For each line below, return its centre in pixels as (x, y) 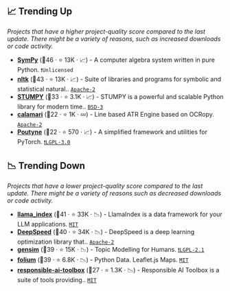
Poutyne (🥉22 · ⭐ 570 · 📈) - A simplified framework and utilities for (112, 132)
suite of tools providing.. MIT (57, 279)
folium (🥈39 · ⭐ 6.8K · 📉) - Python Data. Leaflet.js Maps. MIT (103, 259)
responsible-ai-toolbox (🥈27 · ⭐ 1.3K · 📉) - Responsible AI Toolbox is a (118, 270)
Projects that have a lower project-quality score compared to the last (105, 186)
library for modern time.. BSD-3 (60, 106)
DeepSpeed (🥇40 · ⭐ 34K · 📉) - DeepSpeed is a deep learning (106, 231)
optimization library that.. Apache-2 (66, 242)
